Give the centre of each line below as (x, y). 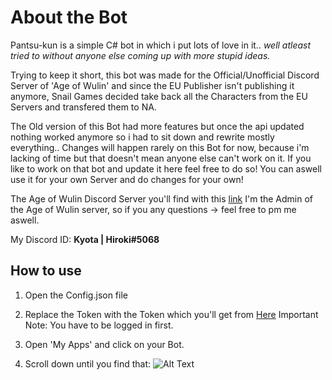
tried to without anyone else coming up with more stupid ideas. (140, 55)
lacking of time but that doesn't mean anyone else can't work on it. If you (161, 158)
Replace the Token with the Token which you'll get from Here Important (171, 314)
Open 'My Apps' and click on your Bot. (104, 344)
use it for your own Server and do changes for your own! (127, 179)
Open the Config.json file (76, 295)
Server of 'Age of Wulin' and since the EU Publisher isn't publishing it (152, 85)
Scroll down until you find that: (88, 363)
